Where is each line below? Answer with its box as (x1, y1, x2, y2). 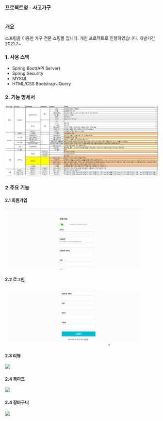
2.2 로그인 (5, 276, 25, 282)
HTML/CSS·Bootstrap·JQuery (12, 81, 71, 86)
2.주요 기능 (5, 185, 30, 191)
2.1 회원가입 (5, 197, 28, 203)
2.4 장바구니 (5, 400, 29, 405)
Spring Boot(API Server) (12, 65, 61, 71)
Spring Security (12, 70, 44, 76)
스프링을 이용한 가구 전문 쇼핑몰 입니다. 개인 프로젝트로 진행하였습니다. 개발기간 (5, 35, 155, 41)
